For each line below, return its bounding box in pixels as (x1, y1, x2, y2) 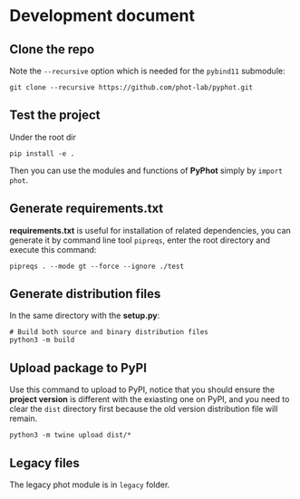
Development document (9, 5, 195, 26)
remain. (9, 413, 38, 424)
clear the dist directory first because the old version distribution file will (9, 404, 278, 415)
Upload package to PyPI (9, 360, 148, 376)
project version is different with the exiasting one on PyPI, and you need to (9, 394, 290, 405)
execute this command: (9, 244, 97, 254)
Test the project (9, 108, 102, 123)
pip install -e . (9, 149, 75, 158)
